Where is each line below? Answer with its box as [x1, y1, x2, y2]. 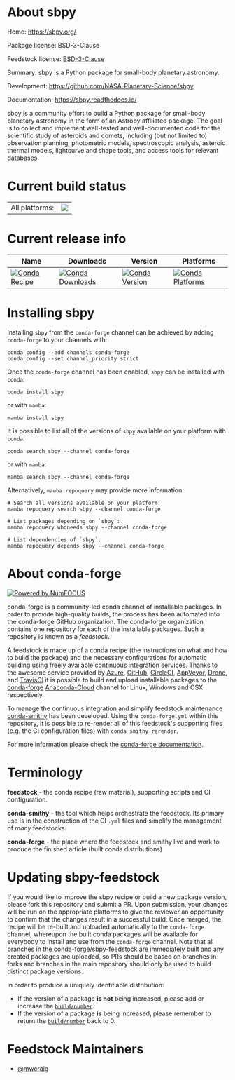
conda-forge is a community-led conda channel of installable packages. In [7, 602, 222, 611]
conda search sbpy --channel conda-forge [7, 447, 130, 454]
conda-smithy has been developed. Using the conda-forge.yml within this [7, 711, 219, 720]
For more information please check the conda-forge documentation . [7, 740, 204, 748]
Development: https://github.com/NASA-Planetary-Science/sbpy [7, 81, 194, 90]
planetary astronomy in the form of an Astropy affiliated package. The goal [7, 116, 222, 125]
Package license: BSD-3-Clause [7, 41, 100, 49]
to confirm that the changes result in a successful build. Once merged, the [7, 914, 222, 923]
